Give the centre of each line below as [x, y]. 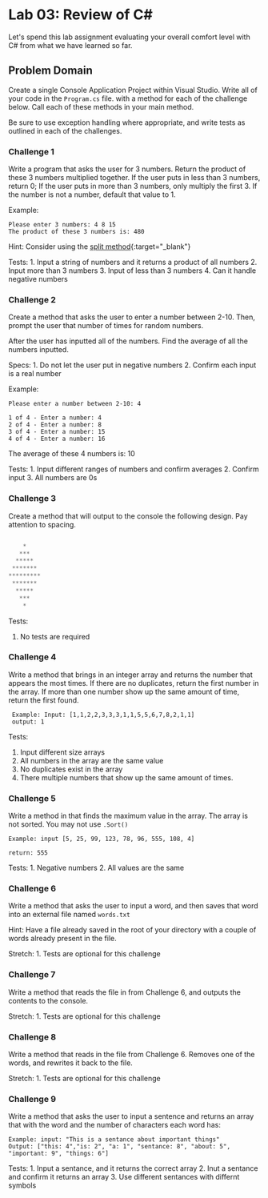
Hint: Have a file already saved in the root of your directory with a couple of [132, 930]
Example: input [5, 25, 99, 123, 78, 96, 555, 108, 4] [102, 839]
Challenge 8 [32, 1036]
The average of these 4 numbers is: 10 [72, 454]
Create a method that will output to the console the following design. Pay [128, 516]
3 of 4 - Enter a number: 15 [57, 432]
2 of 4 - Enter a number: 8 [55, 425]
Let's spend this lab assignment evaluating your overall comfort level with [129, 37]
